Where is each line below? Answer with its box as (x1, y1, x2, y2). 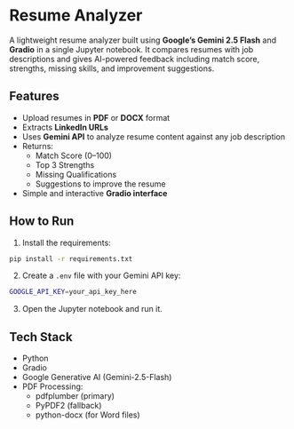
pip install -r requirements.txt (9, 254, 133, 263)
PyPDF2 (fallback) (35, 401, 102, 411)
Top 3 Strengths (35, 159, 95, 170)
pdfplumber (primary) (35, 391, 115, 401)
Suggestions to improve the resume (35, 179, 166, 189)
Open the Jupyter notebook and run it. (21, 304, 163, 314)
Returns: (21, 140, 53, 151)
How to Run (9, 214, 75, 229)
